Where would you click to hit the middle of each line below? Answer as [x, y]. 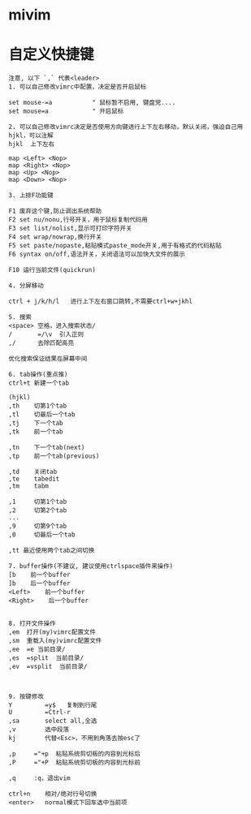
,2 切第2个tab [38, 510]
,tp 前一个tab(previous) [54, 456]
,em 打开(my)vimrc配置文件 [52, 632]
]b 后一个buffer [39, 584]
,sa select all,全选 [53, 721]
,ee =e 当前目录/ [37, 650]
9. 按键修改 [26, 697]
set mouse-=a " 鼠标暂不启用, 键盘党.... [92, 103]
